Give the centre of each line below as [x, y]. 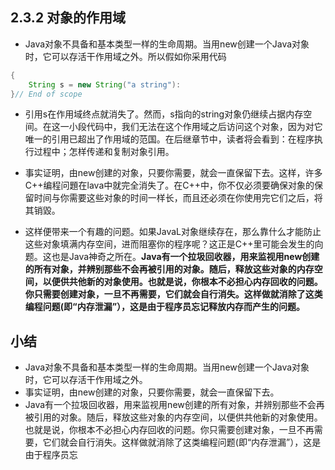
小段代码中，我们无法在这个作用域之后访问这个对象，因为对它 [195, 127]
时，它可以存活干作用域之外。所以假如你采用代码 [125, 56]
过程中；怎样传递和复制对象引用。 [104, 152]
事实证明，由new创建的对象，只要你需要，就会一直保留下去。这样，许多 [173, 173]
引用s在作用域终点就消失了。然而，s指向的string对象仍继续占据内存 [164, 114]
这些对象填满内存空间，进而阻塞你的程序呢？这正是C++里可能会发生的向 [174, 244]
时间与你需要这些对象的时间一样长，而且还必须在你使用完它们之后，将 [178, 198]
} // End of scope [46, 94]
